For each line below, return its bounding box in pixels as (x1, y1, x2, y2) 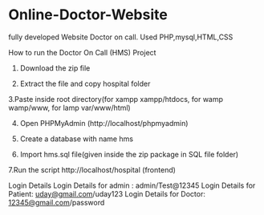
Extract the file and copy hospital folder (19, 79, 151, 88)
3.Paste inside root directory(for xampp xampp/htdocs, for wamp (8, 94, 223, 103)
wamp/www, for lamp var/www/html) (8, 103, 131, 112)
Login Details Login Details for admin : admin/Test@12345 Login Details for (8, 181, 256, 190)
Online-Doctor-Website (8, 6, 169, 24)
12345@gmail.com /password (8, 197, 105, 207)
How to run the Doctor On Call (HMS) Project (8, 47, 156, 57)
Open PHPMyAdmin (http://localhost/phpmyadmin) (19, 118, 189, 128)
